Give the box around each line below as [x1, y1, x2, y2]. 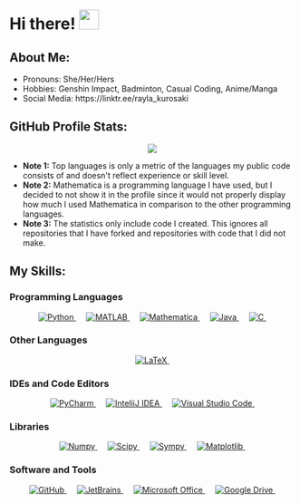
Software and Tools [9, 463, 97, 476]
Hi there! [9, 14, 76, 34]
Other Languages [9, 334, 88, 346]
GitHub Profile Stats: [9, 119, 129, 135]
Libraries [9, 421, 50, 433]
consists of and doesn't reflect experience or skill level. [22, 170, 229, 180]
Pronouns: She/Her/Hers [22, 73, 115, 84]
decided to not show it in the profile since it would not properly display [22, 189, 286, 199]
